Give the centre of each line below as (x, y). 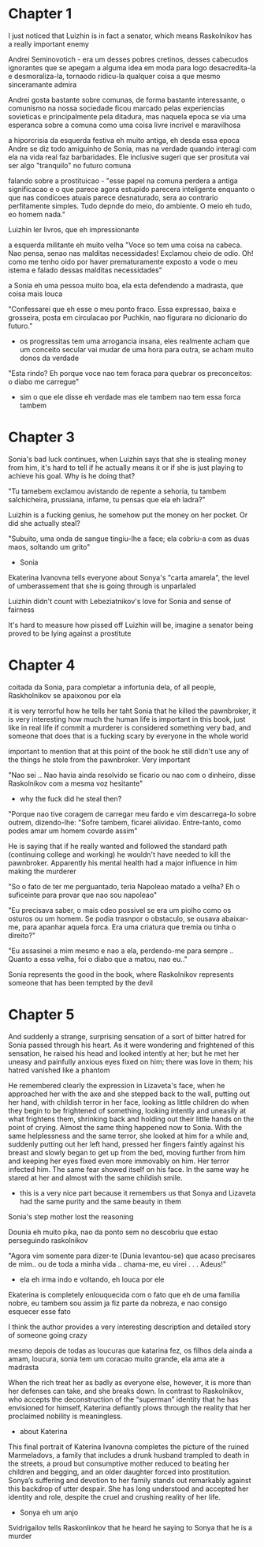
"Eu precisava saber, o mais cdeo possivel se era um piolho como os (120, 910)
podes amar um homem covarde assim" (73, 831)
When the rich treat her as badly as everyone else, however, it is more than (130, 1382)
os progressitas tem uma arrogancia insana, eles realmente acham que (135, 341)
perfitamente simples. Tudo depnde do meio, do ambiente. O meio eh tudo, (130, 205)
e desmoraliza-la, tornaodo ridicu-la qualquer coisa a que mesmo (114, 76)
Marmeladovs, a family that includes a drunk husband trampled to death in (129, 1455)
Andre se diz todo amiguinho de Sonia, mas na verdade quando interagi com (132, 148)
